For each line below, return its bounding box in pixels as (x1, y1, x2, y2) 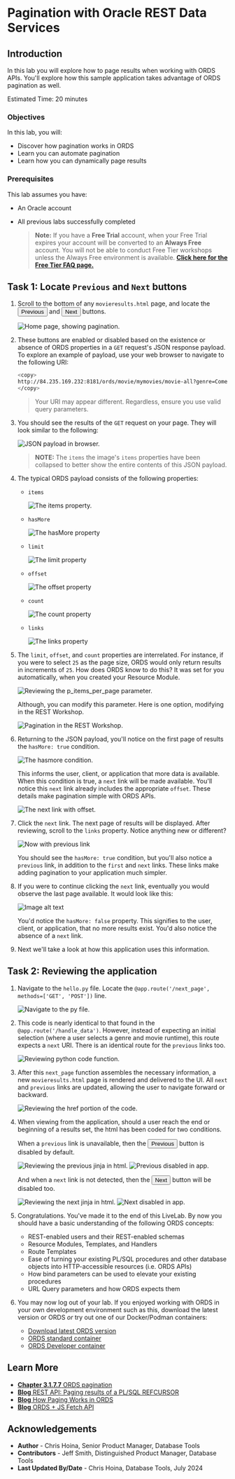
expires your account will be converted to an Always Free (34, 238, 201, 247)
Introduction (7, 48, 63, 60)
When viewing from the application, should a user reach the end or (17, 1117, 211, 1126)
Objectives (7, 112, 45, 122)
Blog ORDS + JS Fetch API (17, 1403, 94, 1411)
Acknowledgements (7, 1423, 97, 1435)
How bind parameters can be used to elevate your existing (27, 1269, 197, 1278)
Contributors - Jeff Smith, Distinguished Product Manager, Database (17, 1449, 217, 1457)
